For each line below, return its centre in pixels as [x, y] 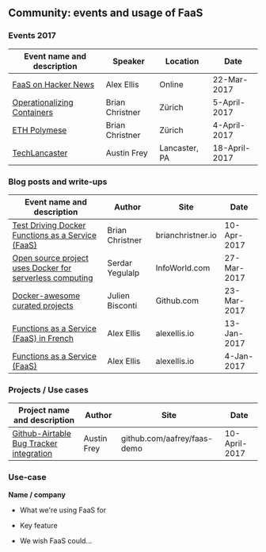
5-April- [229, 102]
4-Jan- [239, 356]
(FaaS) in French [43, 338]
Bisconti [122, 305]
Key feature [38, 525]
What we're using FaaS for [63, 510]
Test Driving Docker [49, 225]
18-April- [232, 148]
